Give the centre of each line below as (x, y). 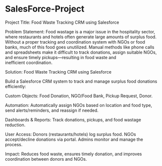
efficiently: (16, 86)
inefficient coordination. (29, 62)
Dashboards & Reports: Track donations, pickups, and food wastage (73, 120)
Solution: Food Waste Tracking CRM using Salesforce (58, 72)
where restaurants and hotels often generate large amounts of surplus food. (81, 37)
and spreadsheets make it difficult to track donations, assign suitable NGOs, (81, 52)
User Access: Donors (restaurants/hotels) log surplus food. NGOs (71, 134)
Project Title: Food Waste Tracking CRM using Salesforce (62, 22)
